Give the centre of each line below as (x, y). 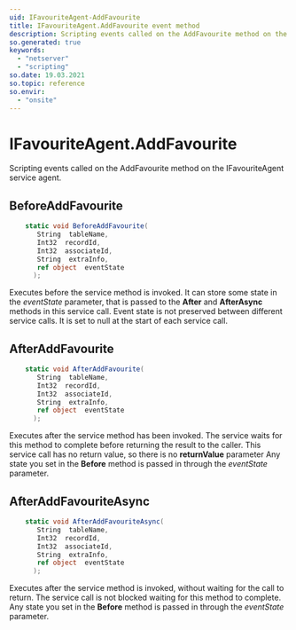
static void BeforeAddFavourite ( (87, 226)
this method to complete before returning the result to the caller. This (135, 445)
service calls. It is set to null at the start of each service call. (119, 321)
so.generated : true (45, 42)
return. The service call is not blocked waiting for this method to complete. (145, 598)
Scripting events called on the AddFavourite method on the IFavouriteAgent (147, 169)
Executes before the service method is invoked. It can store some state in (143, 293)
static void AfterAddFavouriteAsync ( (95, 522)
